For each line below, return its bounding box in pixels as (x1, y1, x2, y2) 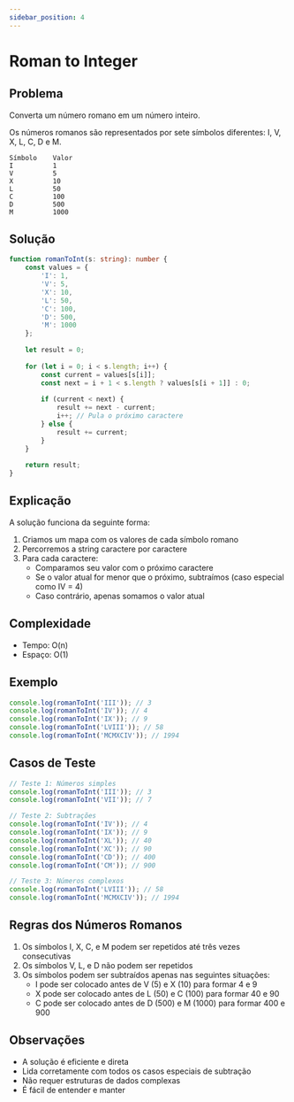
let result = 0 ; (25, 346, 86, 355)
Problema (9, 86, 64, 102)
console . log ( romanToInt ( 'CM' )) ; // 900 (9, 860, 156, 870)
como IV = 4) (34, 581, 84, 591)
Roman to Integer (9, 50, 139, 71)
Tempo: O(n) (21, 639, 69, 651)
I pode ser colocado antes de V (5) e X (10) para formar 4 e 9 (34, 979, 258, 990)
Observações (9, 1033, 86, 1048)
